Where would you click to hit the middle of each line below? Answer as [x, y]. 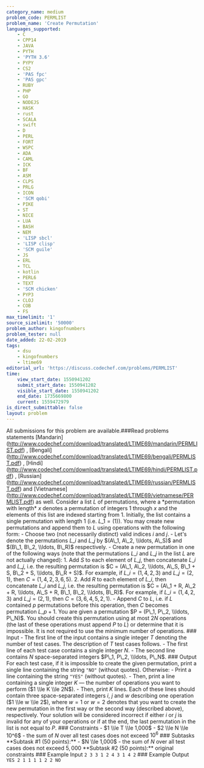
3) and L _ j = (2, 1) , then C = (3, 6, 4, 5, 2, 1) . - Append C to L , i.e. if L [90, 598]
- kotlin [28, 272]
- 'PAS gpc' [32, 80]
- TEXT [25, 283]
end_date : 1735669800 [44, 396]
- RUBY [25, 86]
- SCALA [27, 119]
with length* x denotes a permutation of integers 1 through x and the [92, 508]
